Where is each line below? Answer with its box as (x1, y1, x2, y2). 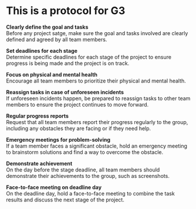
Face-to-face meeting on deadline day (6, 183, 102, 191)
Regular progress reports (6, 112, 69, 119)
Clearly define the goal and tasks (6, 23, 89, 30)
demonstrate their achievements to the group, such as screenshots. (6, 172, 170, 179)
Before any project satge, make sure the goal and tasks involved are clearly (6, 29, 188, 36)
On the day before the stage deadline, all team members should (6, 166, 160, 173)
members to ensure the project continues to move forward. (6, 101, 149, 108)
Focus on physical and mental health (6, 71, 98, 78)
